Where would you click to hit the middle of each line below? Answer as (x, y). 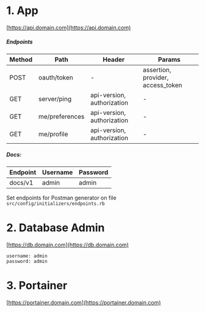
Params (169, 59)
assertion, (157, 70)
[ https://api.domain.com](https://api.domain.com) (69, 28)
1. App (22, 11)
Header (114, 59)
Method (21, 59)
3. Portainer (37, 286)
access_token (163, 85)
